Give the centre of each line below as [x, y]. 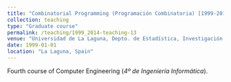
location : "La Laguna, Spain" [51, 52]
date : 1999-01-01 [32, 45]
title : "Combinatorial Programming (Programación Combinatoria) [101, 13]
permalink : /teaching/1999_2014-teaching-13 [72, 32]
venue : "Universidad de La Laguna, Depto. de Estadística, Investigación [115, 39]
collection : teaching [38, 20]
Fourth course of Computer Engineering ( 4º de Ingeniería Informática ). [108, 71]
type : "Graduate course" [43, 26]
